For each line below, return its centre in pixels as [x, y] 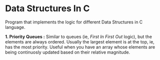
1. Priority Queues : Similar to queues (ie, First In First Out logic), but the [79, 37]
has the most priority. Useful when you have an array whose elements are [80, 47]
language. [15, 27]
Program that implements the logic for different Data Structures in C [74, 22]
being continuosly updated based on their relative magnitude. [68, 52]
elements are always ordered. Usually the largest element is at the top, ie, [80, 41]
